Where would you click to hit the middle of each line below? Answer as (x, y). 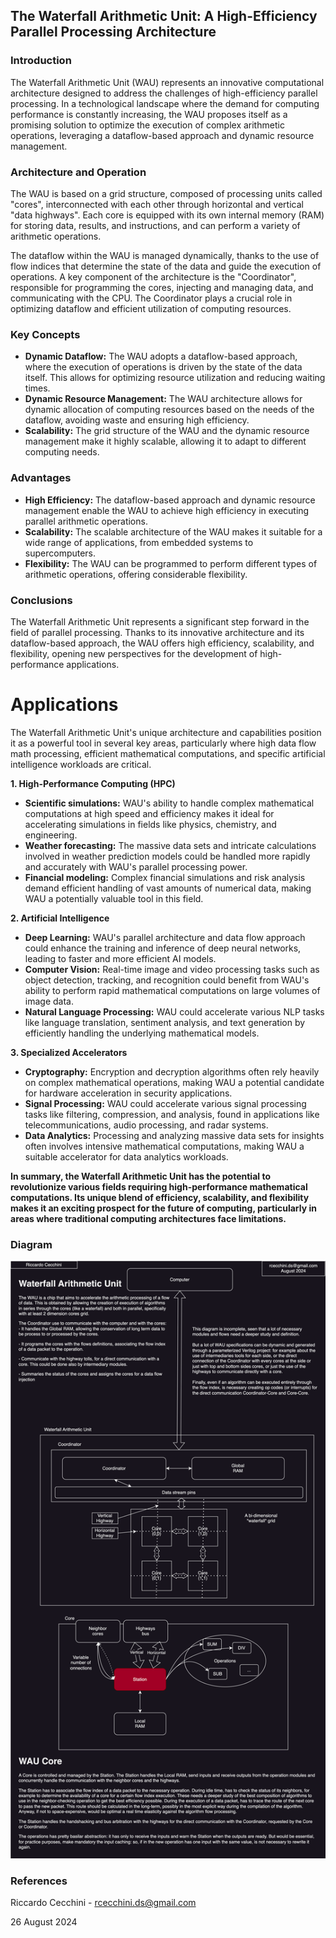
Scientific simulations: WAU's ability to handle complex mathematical (169, 803)
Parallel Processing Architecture (113, 32)
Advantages (41, 478)
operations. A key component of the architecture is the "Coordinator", (153, 276)
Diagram (31, 1244)
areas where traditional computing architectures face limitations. (148, 1218)
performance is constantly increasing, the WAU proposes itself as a (149, 114)
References (39, 1881)
